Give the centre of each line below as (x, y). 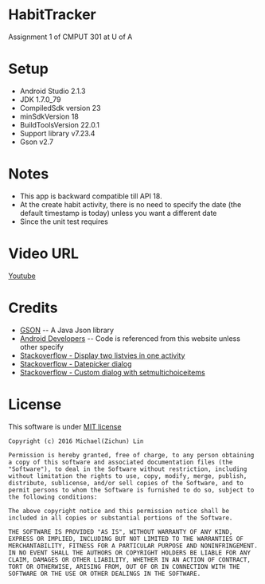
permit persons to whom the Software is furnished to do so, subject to (131, 490)
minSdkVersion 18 (49, 116)
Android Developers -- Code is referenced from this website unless (130, 338)
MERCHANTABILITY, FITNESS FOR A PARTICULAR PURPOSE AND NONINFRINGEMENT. (133, 546)
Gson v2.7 (37, 142)
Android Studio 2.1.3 (53, 91)
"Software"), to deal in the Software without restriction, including (128, 469)
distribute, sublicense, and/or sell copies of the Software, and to (126, 483)
